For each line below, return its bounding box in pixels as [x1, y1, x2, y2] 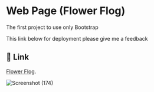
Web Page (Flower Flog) [6, 4, 126, 18]
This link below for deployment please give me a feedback [6, 35, 149, 42]
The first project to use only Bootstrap [6, 24, 99, 31]
